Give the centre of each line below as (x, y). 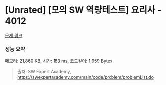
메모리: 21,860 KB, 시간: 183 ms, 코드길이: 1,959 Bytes (59, 61)
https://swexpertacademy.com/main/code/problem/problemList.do (85, 77)
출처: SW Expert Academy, (44, 72)
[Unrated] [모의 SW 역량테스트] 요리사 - (83, 10)
